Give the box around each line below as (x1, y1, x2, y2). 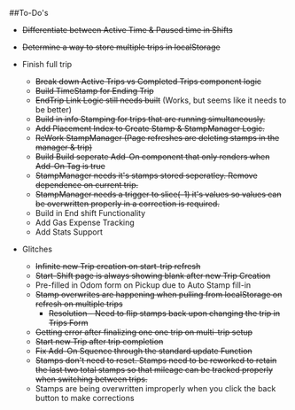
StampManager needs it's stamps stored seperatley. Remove (35, 170, 259, 181)
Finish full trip (21, 59, 73, 69)
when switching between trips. (35, 374, 148, 384)
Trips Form (48, 318, 89, 328)
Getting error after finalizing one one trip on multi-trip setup (35, 327, 253, 337)
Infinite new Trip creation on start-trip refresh (35, 261, 201, 271)
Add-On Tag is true (35, 161, 106, 171)
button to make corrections (35, 393, 135, 403)
